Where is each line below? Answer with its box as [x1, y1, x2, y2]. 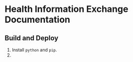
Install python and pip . [11, 47, 57, 53]
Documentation [4, 14, 71, 25]
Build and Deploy [4, 34, 58, 42]
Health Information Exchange [4, 3, 129, 15]
